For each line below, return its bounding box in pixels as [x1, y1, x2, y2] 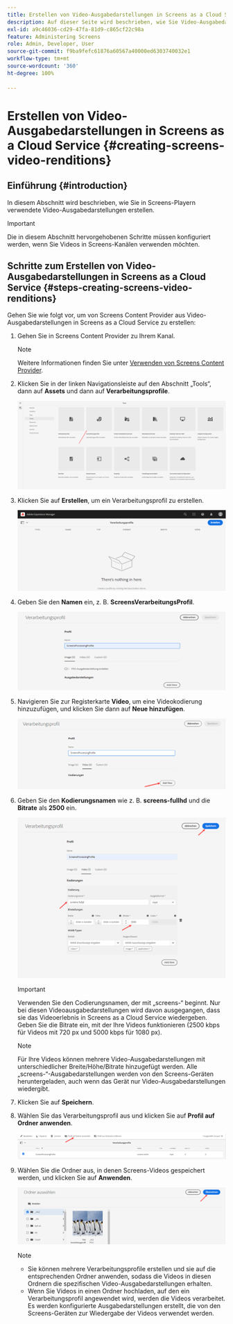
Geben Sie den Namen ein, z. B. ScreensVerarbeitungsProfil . [17, 598, 195, 606]
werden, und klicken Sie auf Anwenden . [17, 1174, 133, 1182]
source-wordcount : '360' [7, 63, 79, 69]
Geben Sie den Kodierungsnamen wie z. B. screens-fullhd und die [17, 796, 210, 805]
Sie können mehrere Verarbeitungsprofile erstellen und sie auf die [27, 1264, 216, 1273]
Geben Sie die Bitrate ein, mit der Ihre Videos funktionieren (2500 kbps [17, 1020, 221, 1029]
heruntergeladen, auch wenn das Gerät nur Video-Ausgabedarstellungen [17, 1077, 226, 1085]
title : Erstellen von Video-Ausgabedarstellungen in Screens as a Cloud [7, 11, 222, 18]
